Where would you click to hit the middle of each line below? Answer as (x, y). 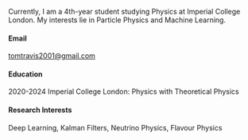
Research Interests (40, 110)
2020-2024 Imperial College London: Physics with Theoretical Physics (124, 91)
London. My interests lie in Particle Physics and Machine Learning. (117, 20)
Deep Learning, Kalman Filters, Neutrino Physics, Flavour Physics (115, 127)
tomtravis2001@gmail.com (52, 56)
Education (25, 74)
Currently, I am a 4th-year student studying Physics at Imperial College (124, 12)
